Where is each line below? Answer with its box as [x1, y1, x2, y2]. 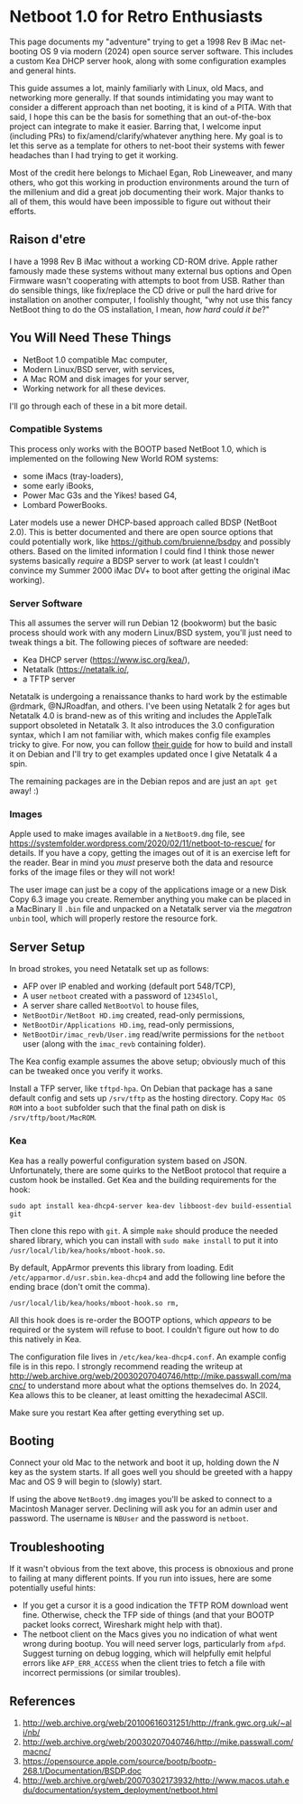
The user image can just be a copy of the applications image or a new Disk [9, 884, 287, 896]
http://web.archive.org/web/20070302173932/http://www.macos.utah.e [22, 1775, 290, 1786]
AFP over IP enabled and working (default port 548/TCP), [22, 981, 236, 991]
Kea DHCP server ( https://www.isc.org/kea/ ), [22, 654, 190, 665]
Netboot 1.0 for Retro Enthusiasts [9, 6, 263, 27]
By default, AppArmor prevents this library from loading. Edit [9, 1262, 234, 1273]
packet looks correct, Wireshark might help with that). [22, 1620, 223, 1630]
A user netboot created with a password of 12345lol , [22, 991, 218, 1001]
